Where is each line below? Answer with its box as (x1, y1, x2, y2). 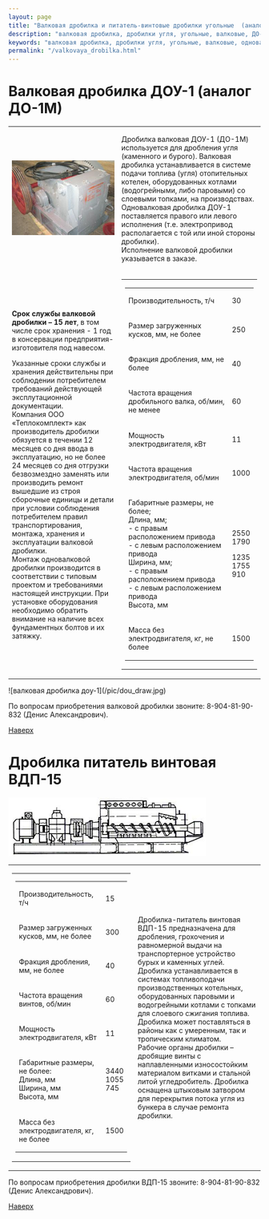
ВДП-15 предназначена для (137, 923, 236, 933)
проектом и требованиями (11, 580, 103, 589)
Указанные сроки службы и (11, 358, 106, 368)
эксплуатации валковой (11, 537, 94, 547)
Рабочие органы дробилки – (137, 1043, 235, 1052)
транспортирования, (11, 520, 82, 529)
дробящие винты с (137, 1051, 202, 1060)
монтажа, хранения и (11, 529, 86, 538)
